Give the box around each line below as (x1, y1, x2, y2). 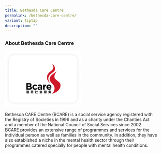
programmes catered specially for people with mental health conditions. (5, 142, 148, 148)
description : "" (5, 23, 38, 28)
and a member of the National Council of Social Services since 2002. (5, 122, 143, 128)
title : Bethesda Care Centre (5, 8, 64, 13)
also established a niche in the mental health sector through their (5, 137, 134, 143)
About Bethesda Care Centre (5, 40, 74, 47)
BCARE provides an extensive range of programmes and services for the (5, 127, 150, 133)
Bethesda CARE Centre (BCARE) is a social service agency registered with (5, 112, 153, 118)
